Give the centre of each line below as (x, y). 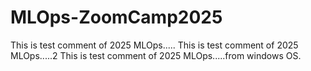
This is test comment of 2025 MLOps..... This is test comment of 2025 (154, 45)
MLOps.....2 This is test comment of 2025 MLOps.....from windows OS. (156, 55)
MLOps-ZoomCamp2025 (116, 17)
